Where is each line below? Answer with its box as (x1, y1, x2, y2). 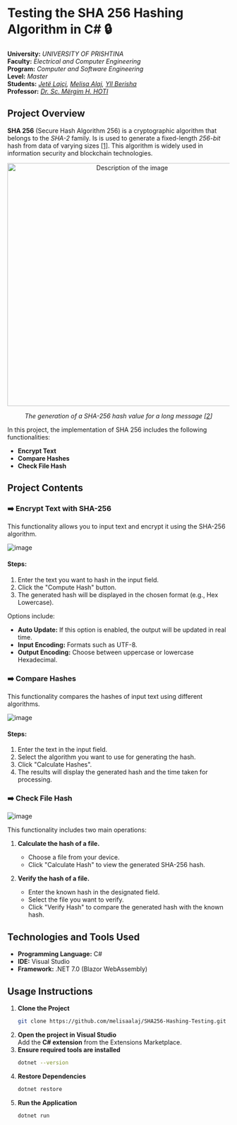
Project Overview (7, 107, 85, 119)
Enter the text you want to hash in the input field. (17, 575, 159, 584)
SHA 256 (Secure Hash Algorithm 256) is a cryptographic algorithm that (7, 126, 217, 135)
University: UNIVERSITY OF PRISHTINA (7, 49, 124, 58)
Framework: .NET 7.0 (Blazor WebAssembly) (17, 965, 148, 973)
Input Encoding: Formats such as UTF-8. (17, 640, 138, 649)
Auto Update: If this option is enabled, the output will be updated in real (17, 625, 226, 634)
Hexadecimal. (17, 655, 58, 664)
